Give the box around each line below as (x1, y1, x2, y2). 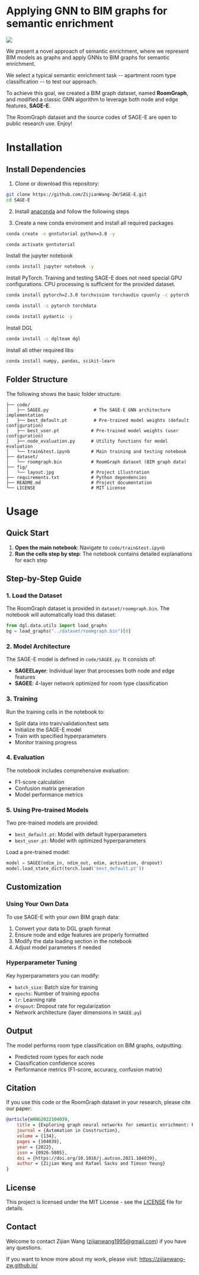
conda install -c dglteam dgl (6, 335, 81, 342)
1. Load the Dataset (6, 591, 62, 600)
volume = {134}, (17, 1133, 57, 1139)
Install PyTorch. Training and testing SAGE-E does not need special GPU (6, 274, 182, 281)
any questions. (6, 1244, 43, 1251)
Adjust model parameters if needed (14, 944, 102, 951)
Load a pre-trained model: (6, 849, 70, 856)
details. (6, 1205, 24, 1212)
